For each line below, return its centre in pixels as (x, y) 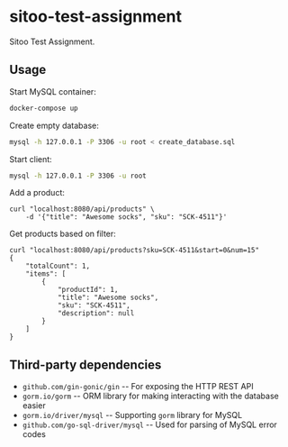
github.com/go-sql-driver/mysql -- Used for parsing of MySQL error (149, 424)
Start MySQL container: (53, 91)
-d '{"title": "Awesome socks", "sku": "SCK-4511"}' (126, 217)
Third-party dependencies (85, 365)
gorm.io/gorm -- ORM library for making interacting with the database (150, 396)
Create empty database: (54, 125)
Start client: (31, 159)
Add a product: (37, 193)
